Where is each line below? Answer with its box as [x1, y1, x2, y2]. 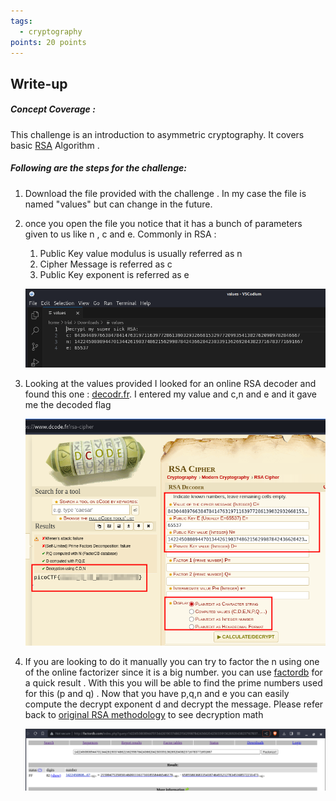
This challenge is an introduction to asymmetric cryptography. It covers [10, 128, 305, 140]
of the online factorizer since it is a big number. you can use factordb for [24, 666, 323, 678]
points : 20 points [10, 37, 87, 47]
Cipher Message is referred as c [39, 258, 173, 270]
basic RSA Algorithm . [10, 139, 100, 151]
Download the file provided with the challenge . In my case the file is [24, 187, 307, 199]
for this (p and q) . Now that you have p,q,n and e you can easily [24, 687, 290, 699]
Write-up [10, 75, 68, 92]
